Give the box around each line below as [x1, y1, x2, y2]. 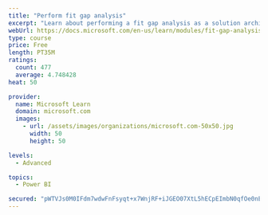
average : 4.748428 [15, 71, 77, 79]
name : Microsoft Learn [15, 100, 91, 108]
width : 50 [29, 130, 62, 138]
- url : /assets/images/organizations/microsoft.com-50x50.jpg [22, 123, 234, 131]
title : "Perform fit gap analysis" [8, 11, 127, 20]
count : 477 [15, 64, 52, 72]
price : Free [8, 41, 48, 49]
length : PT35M [8, 49, 56, 57]
